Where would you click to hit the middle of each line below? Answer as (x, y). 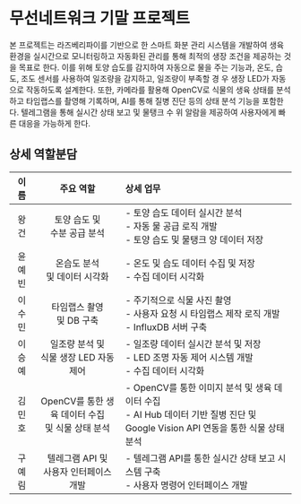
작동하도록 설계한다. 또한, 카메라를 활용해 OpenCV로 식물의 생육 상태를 (150, 90)
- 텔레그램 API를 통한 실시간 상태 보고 (200, 458)
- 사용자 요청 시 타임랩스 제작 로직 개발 (202, 313)
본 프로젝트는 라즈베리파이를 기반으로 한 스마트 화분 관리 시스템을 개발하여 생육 (147, 45)
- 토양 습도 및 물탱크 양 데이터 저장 (194, 239)
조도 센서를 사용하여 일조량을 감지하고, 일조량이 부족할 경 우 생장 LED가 (146, 78)
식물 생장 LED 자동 (77, 357)
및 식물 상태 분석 (77, 428)
